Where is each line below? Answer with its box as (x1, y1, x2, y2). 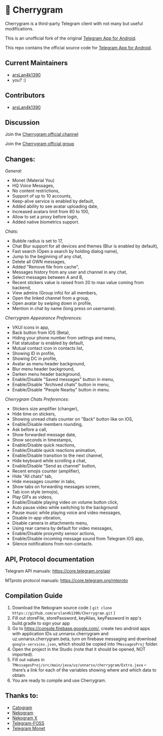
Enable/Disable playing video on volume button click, (12, 499, 118, 505)
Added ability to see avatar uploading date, (12, 203, 99, 209)
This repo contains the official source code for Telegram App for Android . (5, 45, 152, 50)
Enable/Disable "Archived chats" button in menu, (12, 381, 110, 388)
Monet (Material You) (12, 178, 55, 183)
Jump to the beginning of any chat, (12, 254, 83, 260)
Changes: (5, 155, 36, 163)
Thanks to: (5, 691, 38, 700)
